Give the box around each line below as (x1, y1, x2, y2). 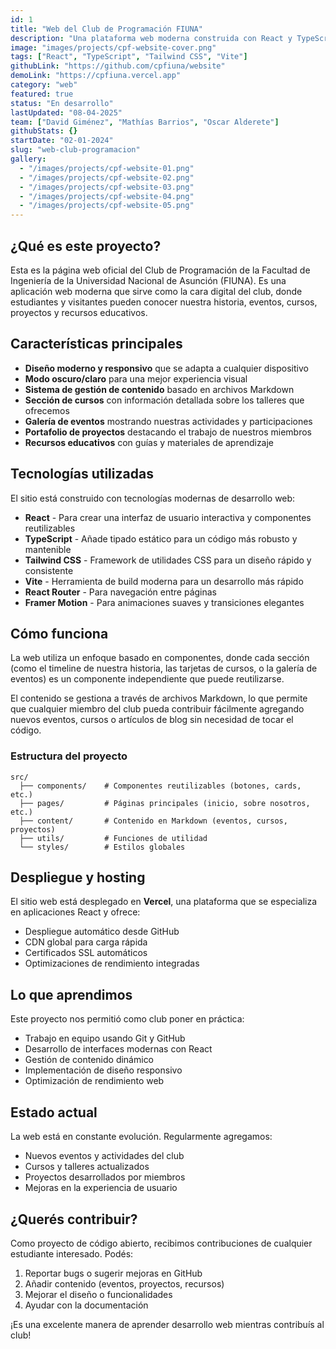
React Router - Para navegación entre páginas (24, 586, 217, 598)
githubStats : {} (10, 126, 78, 136)
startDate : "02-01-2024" (10, 136, 114, 146)
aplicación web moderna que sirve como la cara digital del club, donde (10, 285, 303, 297)
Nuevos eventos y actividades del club (24, 1150, 185, 1162)
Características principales (10, 336, 183, 353)
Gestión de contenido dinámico (24, 1054, 155, 1066)
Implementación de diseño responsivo (24, 1064, 183, 1076)
